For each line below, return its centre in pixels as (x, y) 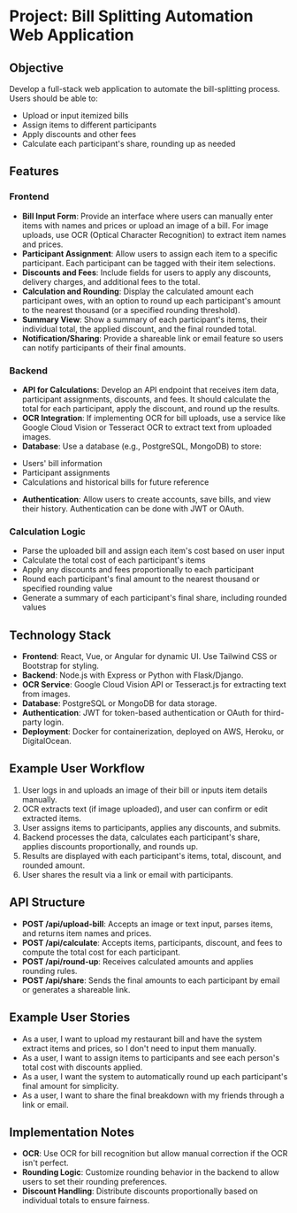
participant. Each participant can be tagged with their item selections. (148, 263)
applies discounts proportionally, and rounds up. (110, 846)
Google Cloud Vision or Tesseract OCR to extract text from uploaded (147, 427)
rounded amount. (53, 865)
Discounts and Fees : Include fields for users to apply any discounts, (146, 273)
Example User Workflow (77, 768)
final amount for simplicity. (70, 1086)
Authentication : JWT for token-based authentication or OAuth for (142, 713)
